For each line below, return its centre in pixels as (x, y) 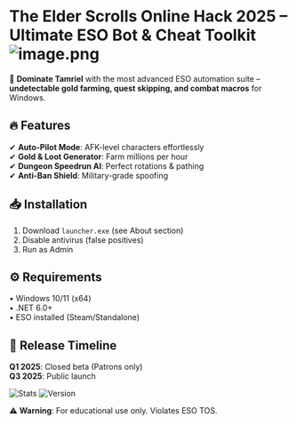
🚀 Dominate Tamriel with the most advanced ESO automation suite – (135, 78)
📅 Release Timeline (63, 345)
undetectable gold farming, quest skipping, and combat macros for (136, 88)
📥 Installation (48, 205)
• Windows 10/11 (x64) (50, 299)
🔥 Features (40, 126)
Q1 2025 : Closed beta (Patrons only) (76, 367)
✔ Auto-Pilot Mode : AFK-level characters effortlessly (107, 147)
